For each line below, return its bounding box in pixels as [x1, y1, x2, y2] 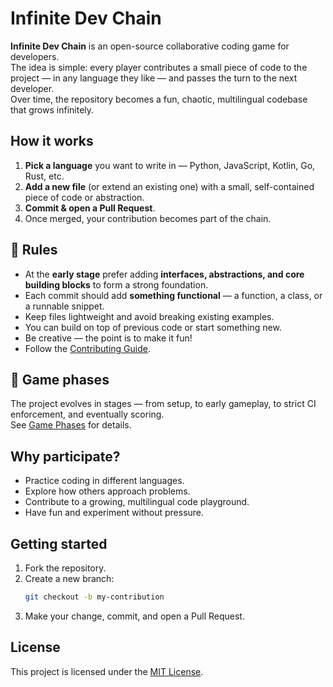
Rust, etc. [24, 170, 65, 182]
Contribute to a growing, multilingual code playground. [24, 496, 250, 508]
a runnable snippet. [24, 300, 105, 312]
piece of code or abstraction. [24, 191, 145, 203]
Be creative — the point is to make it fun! [24, 332, 193, 344]
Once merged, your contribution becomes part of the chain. [24, 212, 272, 224]
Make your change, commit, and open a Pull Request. [24, 610, 245, 622]
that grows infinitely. [10, 103, 95, 116]
